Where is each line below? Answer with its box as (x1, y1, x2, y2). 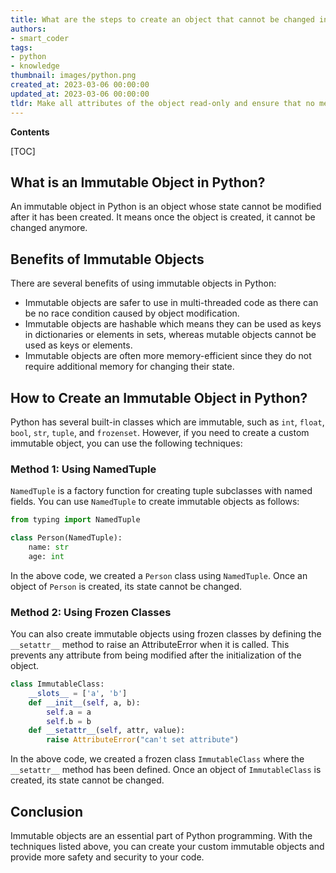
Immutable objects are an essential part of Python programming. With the (10, 829, 313, 841)
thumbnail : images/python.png (10, 71, 137, 81)
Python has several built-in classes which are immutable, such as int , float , (10, 416, 325, 428)
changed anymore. (10, 222, 88, 234)
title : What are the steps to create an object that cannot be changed (10, 14, 315, 25)
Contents (10, 126, 50, 138)
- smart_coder (10, 33, 70, 43)
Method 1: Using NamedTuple (10, 462, 157, 476)
